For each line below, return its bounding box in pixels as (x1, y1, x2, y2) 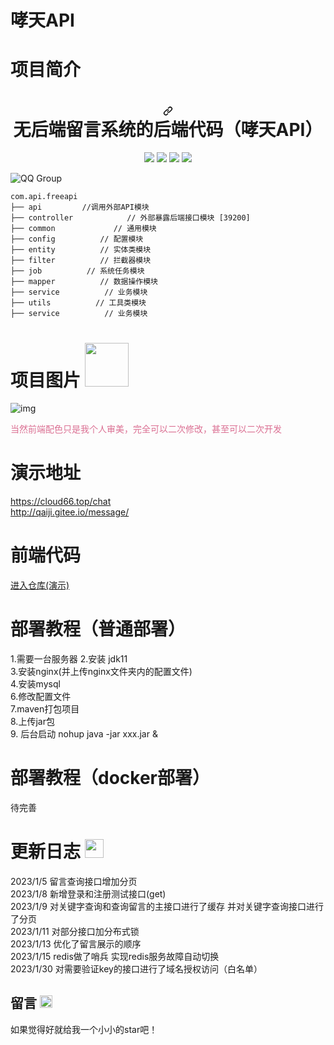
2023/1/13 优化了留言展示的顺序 (10, 937, 142, 950)
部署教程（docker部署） (10, 767, 210, 790)
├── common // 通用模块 (10, 224, 157, 234)
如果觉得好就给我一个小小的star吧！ (10, 1023, 158, 1035)
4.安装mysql (10, 678, 61, 690)
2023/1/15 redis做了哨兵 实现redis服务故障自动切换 (10, 950, 220, 962)
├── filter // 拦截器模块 (10, 256, 152, 266)
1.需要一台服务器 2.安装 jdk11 (10, 653, 128, 665)
